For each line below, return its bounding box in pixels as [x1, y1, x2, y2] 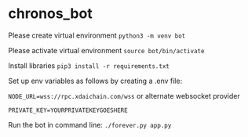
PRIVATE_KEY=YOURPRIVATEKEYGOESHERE [8, 106, 128, 114]
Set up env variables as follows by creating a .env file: [8, 76, 183, 85]
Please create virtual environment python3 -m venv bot [8, 31, 186, 40]
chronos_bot [8, 5, 93, 23]
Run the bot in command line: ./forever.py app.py [8, 120, 172, 129]
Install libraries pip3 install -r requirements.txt [8, 60, 170, 70]
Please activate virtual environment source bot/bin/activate [8, 45, 205, 55]
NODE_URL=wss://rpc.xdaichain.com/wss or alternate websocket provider [8, 91, 241, 100]
